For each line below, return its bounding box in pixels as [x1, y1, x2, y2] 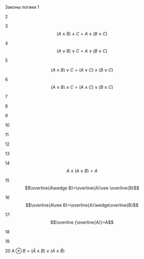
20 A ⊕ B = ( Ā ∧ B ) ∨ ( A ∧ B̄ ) [5, 248, 65, 254]
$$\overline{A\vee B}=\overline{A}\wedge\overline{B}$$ [25, 202, 139, 208]
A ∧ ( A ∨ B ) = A [66, 168, 98, 174]
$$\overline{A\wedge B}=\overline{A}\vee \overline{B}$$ [24, 185, 140, 191]
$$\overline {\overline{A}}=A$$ [50, 219, 114, 225]
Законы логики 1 [5, 4, 40, 10]
